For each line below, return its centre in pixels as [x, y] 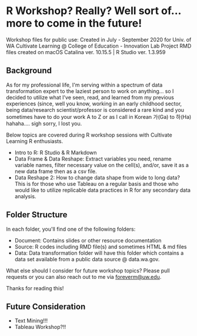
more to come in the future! [74, 23]
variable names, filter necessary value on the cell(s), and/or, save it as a [102, 165]
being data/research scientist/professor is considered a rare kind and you [95, 109]
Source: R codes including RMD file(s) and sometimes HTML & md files [101, 247]
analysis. [25, 196]
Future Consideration [46, 306]
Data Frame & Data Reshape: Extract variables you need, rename [93, 159]
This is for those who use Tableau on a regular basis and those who [96, 184]
